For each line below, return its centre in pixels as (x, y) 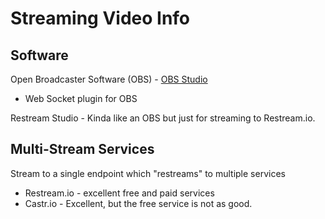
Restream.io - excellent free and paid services (119, 193)
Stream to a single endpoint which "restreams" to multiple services (148, 173)
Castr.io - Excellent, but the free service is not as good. (138, 203)
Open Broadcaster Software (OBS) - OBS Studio (109, 79)
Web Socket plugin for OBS (81, 98)
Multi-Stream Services (82, 149)
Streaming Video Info (100, 18)
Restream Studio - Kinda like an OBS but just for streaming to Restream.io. (163, 118)
